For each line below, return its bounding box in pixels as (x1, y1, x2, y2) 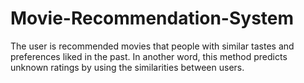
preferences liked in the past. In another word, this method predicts (10, 50, 288, 62)
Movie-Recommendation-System (10, 7, 295, 30)
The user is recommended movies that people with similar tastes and (10, 40, 295, 52)
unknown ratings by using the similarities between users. (10, 61, 245, 73)
